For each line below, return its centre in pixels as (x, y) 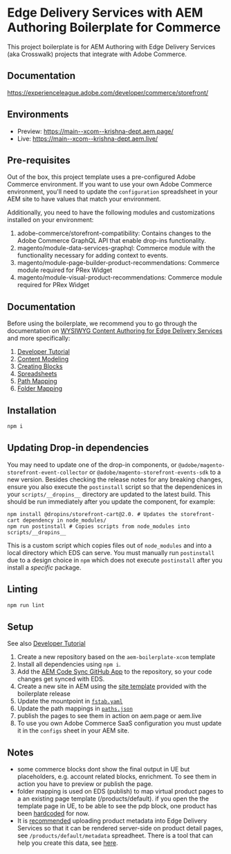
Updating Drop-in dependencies (78, 448)
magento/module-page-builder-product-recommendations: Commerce (118, 263)
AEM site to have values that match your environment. (84, 199)
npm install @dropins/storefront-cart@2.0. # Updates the (92, 514)
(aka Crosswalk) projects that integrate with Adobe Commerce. (97, 54)
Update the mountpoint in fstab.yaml (70, 701)
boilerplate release (44, 694)
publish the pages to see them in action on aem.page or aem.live (109, 716)
